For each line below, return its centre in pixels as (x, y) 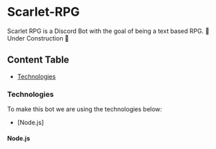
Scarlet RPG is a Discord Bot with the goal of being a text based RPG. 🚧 (108, 31)
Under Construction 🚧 (38, 38)
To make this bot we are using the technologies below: (85, 109)
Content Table (38, 60)
